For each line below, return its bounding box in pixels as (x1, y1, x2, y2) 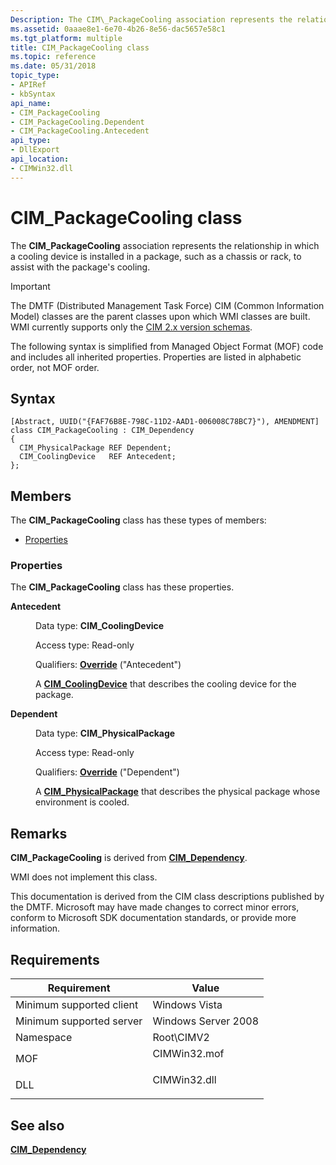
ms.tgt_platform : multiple (10, 33, 123, 43)
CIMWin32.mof (152, 1047, 225, 1061)
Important (10, 280, 51, 292)
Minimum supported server (15, 1014, 143, 1028)
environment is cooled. (35, 796, 130, 808)
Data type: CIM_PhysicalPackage (35, 727, 176, 740)
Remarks (10, 825, 68, 842)
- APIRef (10, 80, 47, 90)
